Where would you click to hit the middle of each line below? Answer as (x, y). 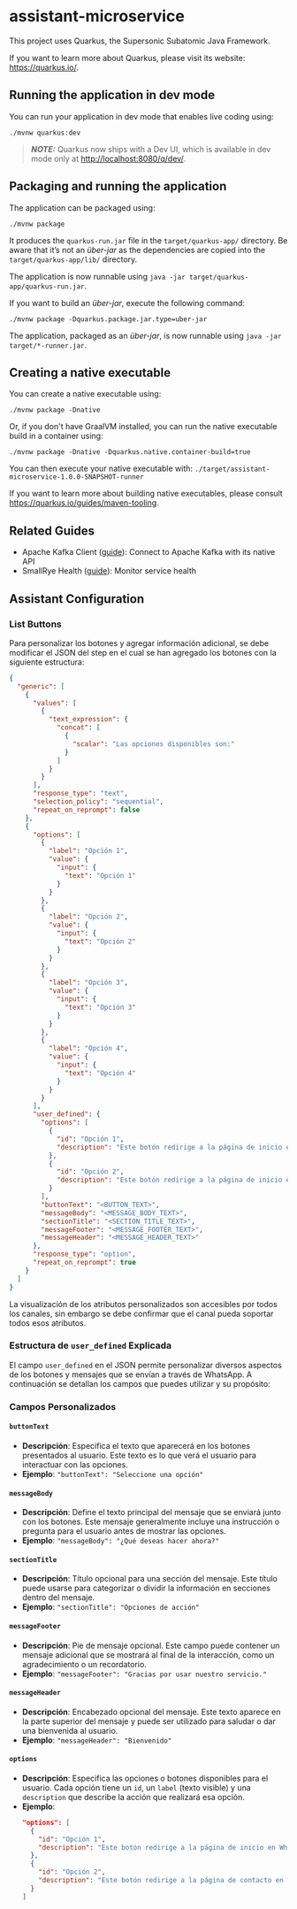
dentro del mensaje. (58, 1597)
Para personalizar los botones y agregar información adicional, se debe (139, 643)
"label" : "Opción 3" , (88, 983)
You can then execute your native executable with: (101, 469)
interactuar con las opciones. (75, 1464)
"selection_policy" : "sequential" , (98, 802)
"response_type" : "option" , (84, 1254)
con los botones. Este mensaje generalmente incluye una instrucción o (151, 1522)
